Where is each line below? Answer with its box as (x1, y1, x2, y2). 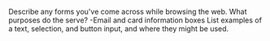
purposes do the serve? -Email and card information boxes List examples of (8, 15, 263, 25)
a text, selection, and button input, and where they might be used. (8, 24, 229, 33)
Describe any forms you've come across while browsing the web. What (8, 7, 247, 16)
